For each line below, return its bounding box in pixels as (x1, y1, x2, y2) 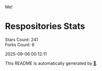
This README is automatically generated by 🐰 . (5, 60, 98, 66)
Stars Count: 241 (5, 36, 38, 42)
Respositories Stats (5, 21, 86, 32)
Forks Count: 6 (5, 42, 35, 47)
